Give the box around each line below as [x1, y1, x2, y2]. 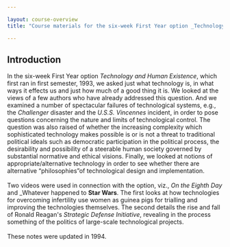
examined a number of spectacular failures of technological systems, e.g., [7, 101, 216, 110]
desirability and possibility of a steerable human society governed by [7, 145, 202, 153]
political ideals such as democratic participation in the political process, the [7, 138, 220, 146]
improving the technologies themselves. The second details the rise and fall [7, 203, 220, 211]
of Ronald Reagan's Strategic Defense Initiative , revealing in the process [7, 211, 211, 219]
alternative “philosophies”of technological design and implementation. [7, 167, 205, 175]
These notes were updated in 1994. [7, 233, 107, 241]
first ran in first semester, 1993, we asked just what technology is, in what [7, 80, 214, 88]
